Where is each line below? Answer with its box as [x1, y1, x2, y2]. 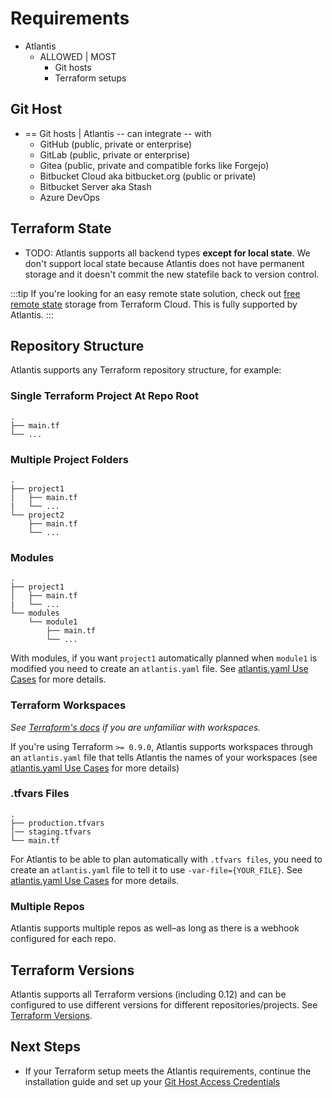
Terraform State [10, 220, 112, 237]
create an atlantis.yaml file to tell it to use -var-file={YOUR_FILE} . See [10, 863, 303, 876]
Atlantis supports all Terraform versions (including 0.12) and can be [10, 988, 287, 1000]
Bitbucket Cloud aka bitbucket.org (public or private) [39, 170, 257, 182]
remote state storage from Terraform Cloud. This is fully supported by [10, 298, 298, 310]
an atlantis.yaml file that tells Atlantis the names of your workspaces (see [10, 751, 318, 763]
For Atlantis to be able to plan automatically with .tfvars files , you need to [10, 853, 323, 865]
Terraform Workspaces [10, 698, 127, 712]
